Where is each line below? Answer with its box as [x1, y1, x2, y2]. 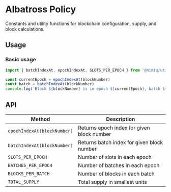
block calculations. [5, 26, 45, 32]
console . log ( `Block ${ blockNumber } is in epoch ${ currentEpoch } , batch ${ [5, 86, 167, 91]
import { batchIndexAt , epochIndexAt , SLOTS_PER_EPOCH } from [5, 67, 140, 73]
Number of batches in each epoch [78, 162, 160, 169]
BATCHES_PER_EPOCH [8, 162, 52, 168]
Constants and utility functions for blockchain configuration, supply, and [5, 20, 157, 27]
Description [106, 115, 135, 123]
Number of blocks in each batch [78, 170, 155, 177]
